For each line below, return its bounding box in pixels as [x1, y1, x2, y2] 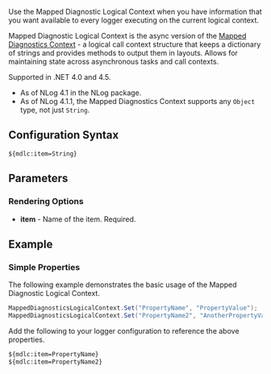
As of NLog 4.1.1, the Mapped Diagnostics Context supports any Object [19, 97, 256, 106]
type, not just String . [19, 105, 90, 114]
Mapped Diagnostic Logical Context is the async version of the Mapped [8, 31, 247, 40]
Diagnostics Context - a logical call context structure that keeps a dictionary [8, 39, 261, 49]
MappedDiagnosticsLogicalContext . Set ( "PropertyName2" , [8, 312, 197, 320]
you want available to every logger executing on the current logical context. [8, 15, 260, 25]
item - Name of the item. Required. [19, 214, 136, 224]
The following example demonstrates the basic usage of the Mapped [8, 280, 237, 289]
